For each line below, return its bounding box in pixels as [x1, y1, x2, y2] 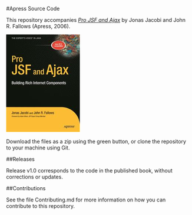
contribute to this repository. [6, 203, 75, 209]
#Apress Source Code [6, 5, 60, 12]
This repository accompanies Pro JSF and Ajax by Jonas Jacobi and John [6, 17, 186, 23]
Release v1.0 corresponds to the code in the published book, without [6, 167, 173, 174]
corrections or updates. [6, 174, 63, 180]
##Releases [6, 156, 35, 162]
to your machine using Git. [6, 144, 70, 151]
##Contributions [6, 185, 46, 191]
